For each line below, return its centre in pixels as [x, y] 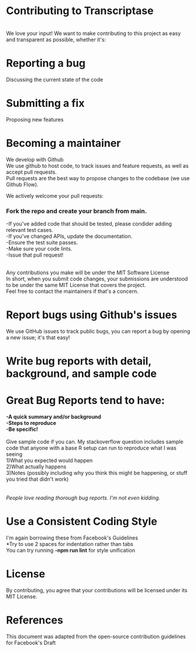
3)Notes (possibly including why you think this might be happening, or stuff [97, 473]
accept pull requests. [32, 172]
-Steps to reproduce [31, 423]
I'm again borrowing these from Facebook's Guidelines [72, 538]
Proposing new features [35, 119]
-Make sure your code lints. [39, 249]
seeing [14, 454]
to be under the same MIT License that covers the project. [76, 285]
